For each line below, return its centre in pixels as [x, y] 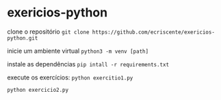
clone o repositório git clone [48, 32]
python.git [23, 38]
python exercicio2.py [38, 90]
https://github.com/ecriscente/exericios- [154, 32]
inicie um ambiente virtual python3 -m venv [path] [78, 51]
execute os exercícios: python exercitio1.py [70, 77]
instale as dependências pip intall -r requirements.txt [88, 64]
